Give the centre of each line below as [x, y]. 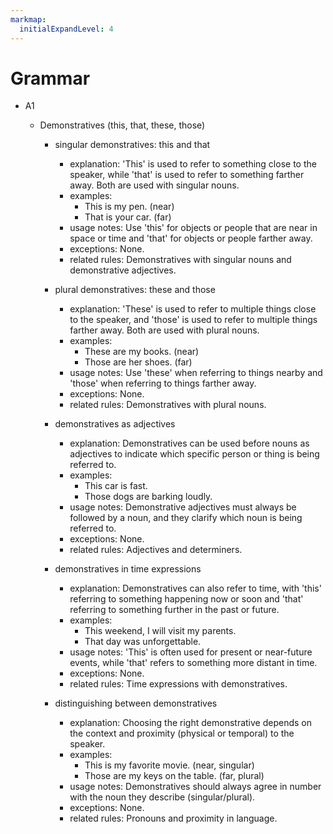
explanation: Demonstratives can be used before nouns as [189, 443]
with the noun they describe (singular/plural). [162, 797]
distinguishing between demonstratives [136, 703]
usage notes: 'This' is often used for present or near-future [191, 652]
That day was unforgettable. [143, 642]
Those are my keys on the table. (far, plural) [174, 776]
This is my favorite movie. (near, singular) [169, 765]
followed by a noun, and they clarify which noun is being [186, 518]
